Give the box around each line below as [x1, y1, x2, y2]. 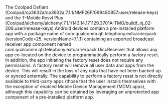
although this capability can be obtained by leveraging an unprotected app [5, 89, 159, 95]
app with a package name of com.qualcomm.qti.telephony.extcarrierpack [5, 31, 157, 36]
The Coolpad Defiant [5, 4, 49, 10]
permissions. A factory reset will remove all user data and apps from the [5, 62, 154, 68]
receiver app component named [5, 41, 72, 47]
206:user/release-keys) [5, 25, 54, 31]
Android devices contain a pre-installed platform [55, 25, 154, 31]
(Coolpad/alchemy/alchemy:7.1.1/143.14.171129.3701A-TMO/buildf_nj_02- [5, 20, 153, 26]
